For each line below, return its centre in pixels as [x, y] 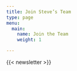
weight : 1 [29, 40]
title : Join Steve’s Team [38, 12]
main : [19, 29]
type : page [20, 17]
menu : [13, 23]
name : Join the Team [43, 34]
